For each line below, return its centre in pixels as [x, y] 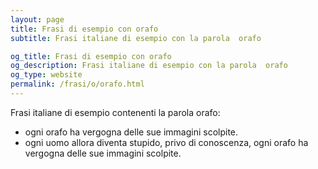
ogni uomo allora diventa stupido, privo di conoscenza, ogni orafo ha [166, 142]
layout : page [37, 19]
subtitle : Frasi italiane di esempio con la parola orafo [136, 38]
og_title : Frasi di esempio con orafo [91, 56]
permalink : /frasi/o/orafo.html [77, 84]
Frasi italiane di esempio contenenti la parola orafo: [115, 112]
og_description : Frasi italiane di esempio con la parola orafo [149, 66]
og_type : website [46, 75]
